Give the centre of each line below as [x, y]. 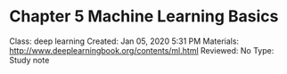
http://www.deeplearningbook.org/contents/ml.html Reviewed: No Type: [142, 50]
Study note [29, 60]
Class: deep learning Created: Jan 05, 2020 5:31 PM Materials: [124, 41]
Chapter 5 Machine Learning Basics [144, 16]
